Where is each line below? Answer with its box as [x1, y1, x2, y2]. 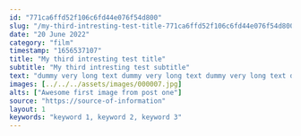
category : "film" [9, 38, 74, 47]
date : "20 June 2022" [9, 30, 90, 38]
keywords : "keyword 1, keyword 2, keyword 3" [9, 113, 182, 122]
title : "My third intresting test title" [9, 55, 167, 64]
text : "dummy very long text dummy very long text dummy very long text [9, 72, 287, 81]
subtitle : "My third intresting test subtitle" [9, 64, 191, 72]
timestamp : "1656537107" [9, 47, 102, 55]
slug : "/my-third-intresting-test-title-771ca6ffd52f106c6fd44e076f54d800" [9, 21, 298, 30]
